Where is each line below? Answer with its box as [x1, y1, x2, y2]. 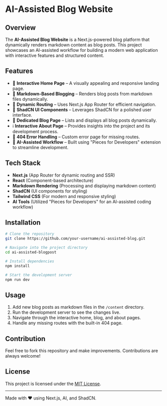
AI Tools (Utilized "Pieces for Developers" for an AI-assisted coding [12, 199, 152, 204]
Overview [5, 23, 36, 32]
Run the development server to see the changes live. [12, 309, 121, 315]
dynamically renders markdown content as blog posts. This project [5, 42, 142, 48]
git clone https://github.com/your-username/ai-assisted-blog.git [5, 236, 146, 241]
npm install [5, 263, 30, 268]
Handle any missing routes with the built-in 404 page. [12, 320, 123, 326]
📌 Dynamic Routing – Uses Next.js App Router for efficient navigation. [12, 101, 157, 107]
